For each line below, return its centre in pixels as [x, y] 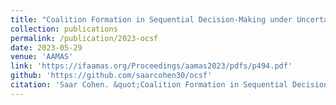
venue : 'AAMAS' [42, 57]
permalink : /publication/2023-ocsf [84, 38]
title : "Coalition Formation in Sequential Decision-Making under [151, 19]
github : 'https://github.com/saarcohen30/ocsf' [111, 76]
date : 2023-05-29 [46, 47]
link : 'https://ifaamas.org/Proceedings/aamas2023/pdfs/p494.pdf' [151, 66]
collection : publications [64, 29]
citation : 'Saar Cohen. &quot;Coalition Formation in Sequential [149, 85]
